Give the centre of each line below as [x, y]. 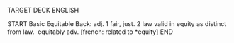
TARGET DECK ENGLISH [43, 10]
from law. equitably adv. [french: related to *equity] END [90, 32]
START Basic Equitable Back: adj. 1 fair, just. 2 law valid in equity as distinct [117, 24]
